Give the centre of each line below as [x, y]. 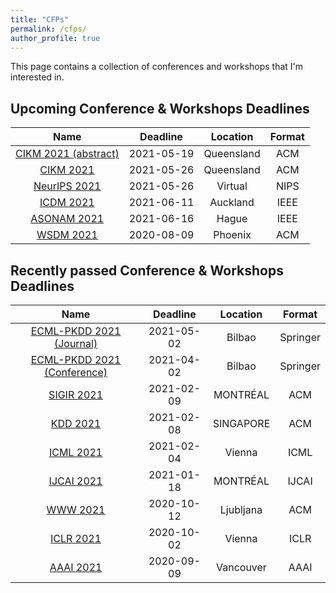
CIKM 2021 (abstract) [67, 154]
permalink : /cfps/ [48, 29]
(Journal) [75, 343]
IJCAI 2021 [75, 481]
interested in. [37, 77]
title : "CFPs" [40, 19]
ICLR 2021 [75, 538]
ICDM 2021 [67, 203]
